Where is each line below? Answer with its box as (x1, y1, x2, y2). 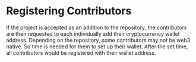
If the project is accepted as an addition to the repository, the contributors (6, 24, 187, 31)
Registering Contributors (6, 4, 132, 18)
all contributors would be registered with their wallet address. (6, 49, 156, 56)
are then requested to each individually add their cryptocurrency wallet (6, 30, 180, 37)
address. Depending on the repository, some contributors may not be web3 (6, 36, 191, 44)
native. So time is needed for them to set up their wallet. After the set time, (6, 43, 188, 50)
